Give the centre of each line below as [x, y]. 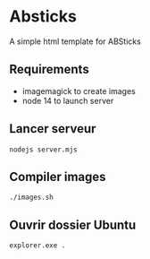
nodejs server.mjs [43, 150]
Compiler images [58, 177]
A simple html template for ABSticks [75, 41]
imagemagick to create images [79, 91]
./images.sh [31, 198]
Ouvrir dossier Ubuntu [73, 224]
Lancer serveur [53, 129]
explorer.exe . [37, 246]
